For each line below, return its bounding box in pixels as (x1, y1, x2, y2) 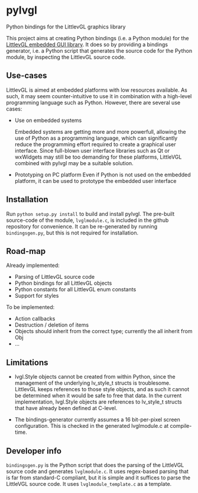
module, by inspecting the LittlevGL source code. (6, 53, 126, 60)
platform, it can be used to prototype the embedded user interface (14, 177, 177, 184)
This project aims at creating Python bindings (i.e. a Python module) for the (6, 34, 189, 41)
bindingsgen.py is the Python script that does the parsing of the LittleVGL (6, 462, 184, 468)
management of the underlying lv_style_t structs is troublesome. (14, 379, 171, 386)
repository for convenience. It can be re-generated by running (6, 223, 158, 230)
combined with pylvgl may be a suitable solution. (14, 159, 134, 166)
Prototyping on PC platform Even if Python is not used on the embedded (14, 171, 191, 178)
